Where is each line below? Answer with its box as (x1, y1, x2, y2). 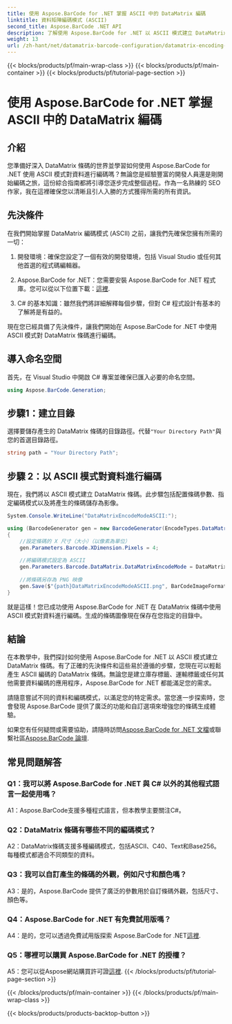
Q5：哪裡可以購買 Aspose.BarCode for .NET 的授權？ (7, 950, 187, 960)
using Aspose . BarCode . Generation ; (7, 386, 107, 394)
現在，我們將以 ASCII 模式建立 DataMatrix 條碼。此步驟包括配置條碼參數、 (7, 490, 219, 498)
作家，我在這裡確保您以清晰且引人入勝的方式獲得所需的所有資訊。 (7, 187, 195, 196)
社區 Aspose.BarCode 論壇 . (12, 734, 90, 743)
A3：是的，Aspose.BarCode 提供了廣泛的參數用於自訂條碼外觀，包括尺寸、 (7, 886, 222, 895)
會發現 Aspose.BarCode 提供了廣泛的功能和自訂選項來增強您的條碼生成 (7, 702, 211, 710)
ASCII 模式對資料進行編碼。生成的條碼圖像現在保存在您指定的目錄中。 (7, 611, 206, 619)
